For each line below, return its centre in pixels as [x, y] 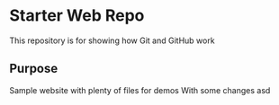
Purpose [34, 69]
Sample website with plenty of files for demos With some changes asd [140, 90]
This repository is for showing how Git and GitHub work [112, 40]
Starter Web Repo [77, 16]
